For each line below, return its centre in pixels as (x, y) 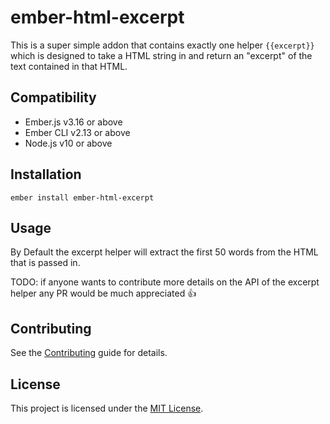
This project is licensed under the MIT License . (107, 408)
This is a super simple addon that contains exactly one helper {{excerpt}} (162, 45)
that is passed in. (45, 263)
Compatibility (53, 97)
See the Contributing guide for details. (89, 353)
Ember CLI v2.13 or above (77, 132)
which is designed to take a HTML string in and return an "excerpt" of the (161, 55)
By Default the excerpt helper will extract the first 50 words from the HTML (164, 252)
